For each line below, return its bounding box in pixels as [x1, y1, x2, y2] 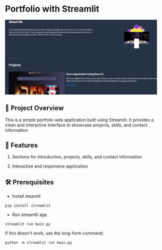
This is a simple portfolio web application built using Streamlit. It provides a [5, 117, 154, 123]
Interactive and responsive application [12, 163, 88, 169]
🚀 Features [5, 141, 38, 149]
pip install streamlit [5, 203, 51, 208]
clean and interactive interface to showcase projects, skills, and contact [5, 122, 148, 128]
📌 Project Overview [5, 104, 64, 112]
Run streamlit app [12, 212, 47, 218]
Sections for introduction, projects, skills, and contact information [12, 154, 142, 160]
